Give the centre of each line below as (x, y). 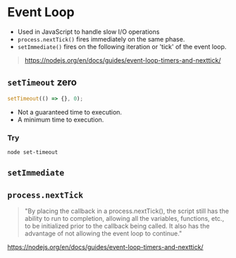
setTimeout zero (42, 83)
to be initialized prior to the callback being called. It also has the (117, 226)
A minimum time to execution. (61, 120)
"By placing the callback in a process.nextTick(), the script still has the (126, 211)
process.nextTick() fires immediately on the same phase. (101, 39)
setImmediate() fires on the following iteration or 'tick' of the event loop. (122, 46)
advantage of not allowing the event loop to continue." (103, 233)
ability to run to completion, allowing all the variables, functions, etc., (124, 219)
